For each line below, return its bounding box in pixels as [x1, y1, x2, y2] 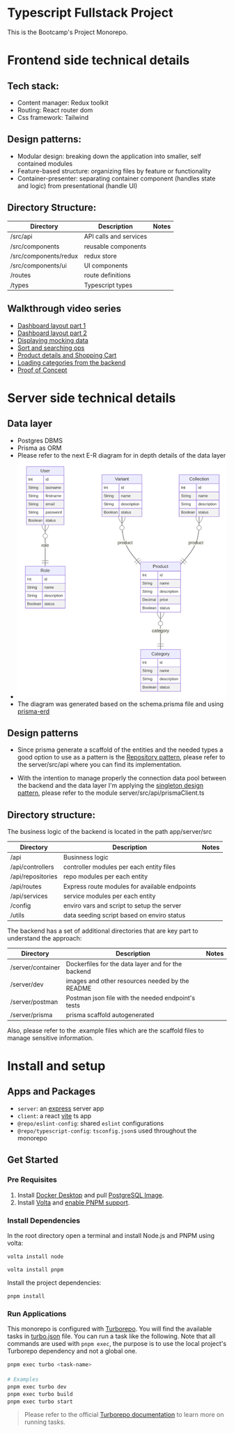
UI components [84, 261, 128, 270]
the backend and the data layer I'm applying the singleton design [17, 782, 204, 790]
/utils [10, 911, 25, 920]
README [65, 984, 92, 992]
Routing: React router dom [17, 106, 93, 114]
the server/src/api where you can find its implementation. [17, 761, 182, 769]
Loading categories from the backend [17, 358, 126, 366]
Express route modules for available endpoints [63, 882, 196, 890]
